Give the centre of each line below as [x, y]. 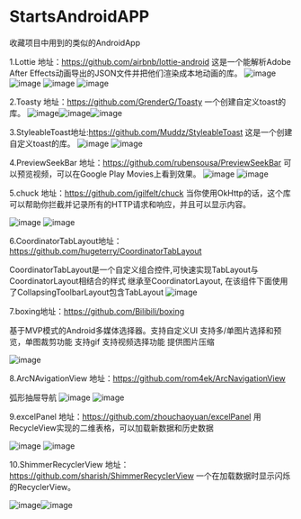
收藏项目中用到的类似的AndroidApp [75, 42]
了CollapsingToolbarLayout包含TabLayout [87, 292]
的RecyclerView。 [43, 487]
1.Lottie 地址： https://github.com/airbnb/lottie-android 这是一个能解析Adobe [150, 61]
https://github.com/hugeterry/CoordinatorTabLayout [106, 250]
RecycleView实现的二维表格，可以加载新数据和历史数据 [111, 428]
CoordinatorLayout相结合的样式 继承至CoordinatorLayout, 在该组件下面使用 [149, 280]
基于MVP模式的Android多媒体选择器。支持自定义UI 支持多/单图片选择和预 [146, 330]
